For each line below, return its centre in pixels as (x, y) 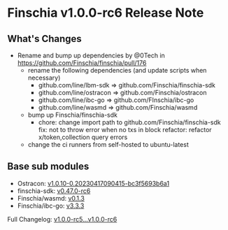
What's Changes (44, 39)
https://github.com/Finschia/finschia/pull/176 (82, 63)
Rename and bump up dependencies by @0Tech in (91, 55)
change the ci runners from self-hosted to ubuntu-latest (108, 144)
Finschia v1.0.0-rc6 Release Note (106, 13)
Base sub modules (48, 167)
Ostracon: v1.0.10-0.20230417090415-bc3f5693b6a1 (93, 183)
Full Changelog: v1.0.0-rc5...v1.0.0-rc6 (62, 219)
